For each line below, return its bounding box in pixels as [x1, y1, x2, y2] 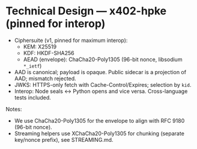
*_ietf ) [23, 62, 42, 69]
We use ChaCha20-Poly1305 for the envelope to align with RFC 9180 [14, 117, 185, 124]
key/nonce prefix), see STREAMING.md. [14, 136, 114, 143]
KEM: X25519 [23, 43, 57, 50]
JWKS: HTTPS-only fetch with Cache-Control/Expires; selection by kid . [14, 81, 192, 88]
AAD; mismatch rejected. [14, 75, 76, 82]
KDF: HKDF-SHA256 [23, 49, 74, 56]
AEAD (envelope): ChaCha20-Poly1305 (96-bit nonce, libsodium [23, 56, 183, 63]
